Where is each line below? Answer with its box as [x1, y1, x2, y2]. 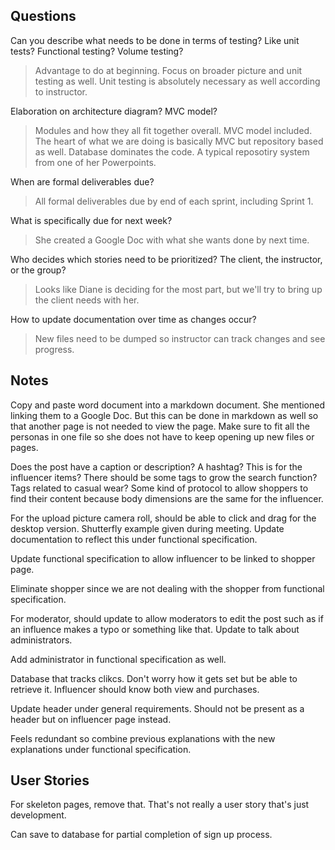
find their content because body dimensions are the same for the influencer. [10, 492, 324, 504]
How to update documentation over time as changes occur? [10, 313, 257, 325]
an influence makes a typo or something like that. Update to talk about [10, 623, 300, 635]
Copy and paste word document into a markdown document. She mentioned [10, 399, 325, 411]
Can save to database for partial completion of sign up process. [10, 829, 273, 841]
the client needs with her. [34, 294, 140, 306]
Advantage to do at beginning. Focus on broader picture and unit [34, 64, 303, 76]
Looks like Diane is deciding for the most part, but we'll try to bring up [34, 283, 323, 295]
